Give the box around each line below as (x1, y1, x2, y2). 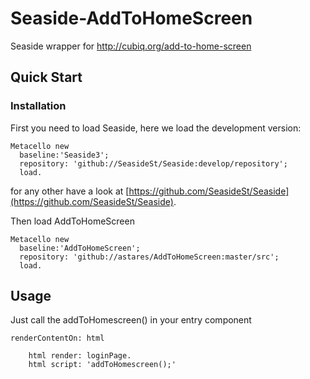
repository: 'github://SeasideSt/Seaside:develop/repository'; (19, 158, 288, 169)
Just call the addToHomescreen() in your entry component (10, 314, 252, 326)
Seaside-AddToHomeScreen (10, 7, 253, 30)
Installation (10, 99, 67, 113)
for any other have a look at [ (10, 185, 130, 197)
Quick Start (10, 69, 83, 86)
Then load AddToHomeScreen (10, 215, 135, 227)
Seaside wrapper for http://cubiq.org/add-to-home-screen (10, 40, 252, 52)
